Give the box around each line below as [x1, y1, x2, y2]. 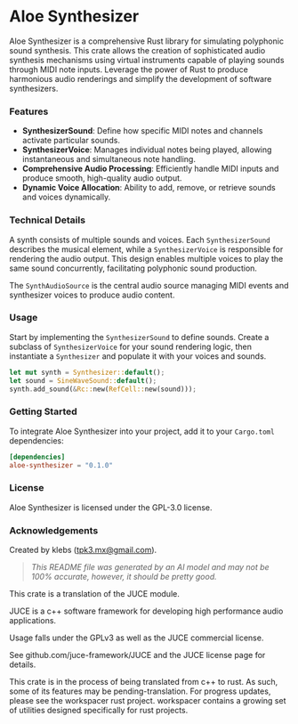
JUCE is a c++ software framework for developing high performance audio [9, 606, 284, 616]
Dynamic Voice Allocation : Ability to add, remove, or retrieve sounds [21, 183, 276, 193]
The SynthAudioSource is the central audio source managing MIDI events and [9, 280, 289, 290]
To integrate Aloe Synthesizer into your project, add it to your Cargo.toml [9, 426, 275, 436]
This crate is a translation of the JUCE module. [9, 589, 180, 599]
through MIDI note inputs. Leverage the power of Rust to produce [9, 64, 249, 75]
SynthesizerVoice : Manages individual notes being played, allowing [21, 144, 272, 155]
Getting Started [9, 405, 77, 418]
